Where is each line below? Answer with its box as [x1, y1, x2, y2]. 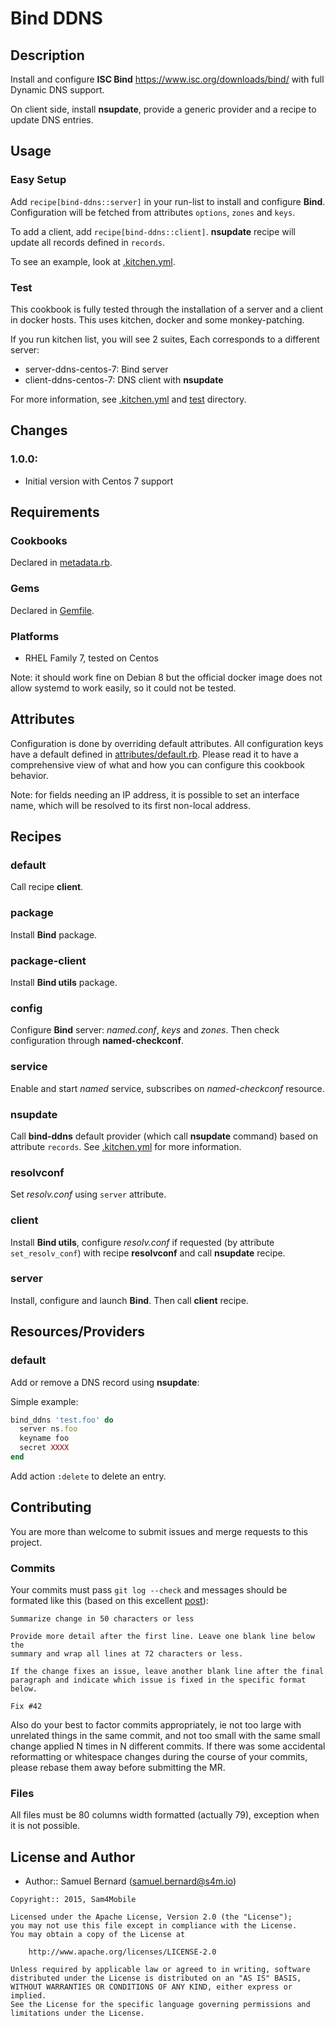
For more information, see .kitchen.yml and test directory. [10, 393, 247, 405]
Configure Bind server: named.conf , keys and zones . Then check [10, 1024, 280, 1036]
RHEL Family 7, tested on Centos [24, 652, 159, 664]
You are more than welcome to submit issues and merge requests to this [10, 1525, 308, 1537]
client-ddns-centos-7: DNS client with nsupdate [24, 373, 224, 386]
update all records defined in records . [10, 236, 165, 248]
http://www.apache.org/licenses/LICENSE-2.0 [28, 1947, 217, 1957]
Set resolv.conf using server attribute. [10, 1188, 167, 1201]
